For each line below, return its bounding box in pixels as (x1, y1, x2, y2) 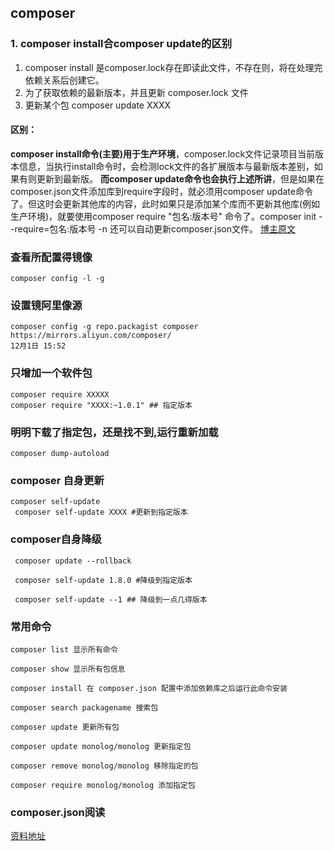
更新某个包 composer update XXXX (24, 99, 172, 111)
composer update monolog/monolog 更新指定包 (10, 741, 192, 751)
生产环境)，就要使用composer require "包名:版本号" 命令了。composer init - (10, 210, 323, 222)
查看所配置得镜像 (10, 250, 93, 264)
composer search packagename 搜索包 (10, 702, 159, 713)
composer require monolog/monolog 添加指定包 (10, 780, 196, 790)
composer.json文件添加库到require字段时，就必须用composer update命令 (10, 185, 313, 197)
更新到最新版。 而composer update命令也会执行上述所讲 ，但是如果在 (36, 172, 325, 185)
